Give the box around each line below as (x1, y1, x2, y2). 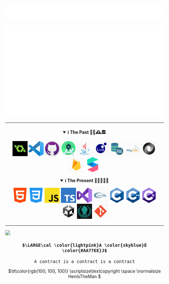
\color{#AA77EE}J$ (62, 247, 107, 253)
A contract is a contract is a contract (34, 259, 135, 264)
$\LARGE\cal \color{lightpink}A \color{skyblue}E (22, 242, 147, 248)
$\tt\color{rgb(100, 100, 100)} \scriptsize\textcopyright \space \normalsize (8, 268, 161, 274)
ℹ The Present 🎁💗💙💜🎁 (64, 177, 109, 183)
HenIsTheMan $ (67, 273, 102, 279)
